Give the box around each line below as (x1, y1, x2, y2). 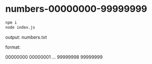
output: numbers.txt (5, 34, 47, 40)
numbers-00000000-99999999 (5, 3, 147, 15)
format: (5, 44, 21, 50)
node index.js (5, 25, 36, 30)
